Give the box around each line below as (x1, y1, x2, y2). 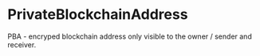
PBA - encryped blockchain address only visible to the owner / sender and (7, 32, 252, 41)
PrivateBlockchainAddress (7, 6, 188, 24)
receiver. (7, 39, 37, 49)
